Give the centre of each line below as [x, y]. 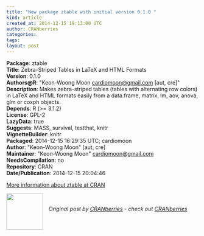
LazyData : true [25, 121]
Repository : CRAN [30, 166]
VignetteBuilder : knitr [34, 134]
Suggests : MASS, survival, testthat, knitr [57, 128]
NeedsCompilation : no [35, 160]
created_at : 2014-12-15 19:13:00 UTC [54, 23]
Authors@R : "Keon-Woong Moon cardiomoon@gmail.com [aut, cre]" [93, 82]
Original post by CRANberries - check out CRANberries [118, 209]
